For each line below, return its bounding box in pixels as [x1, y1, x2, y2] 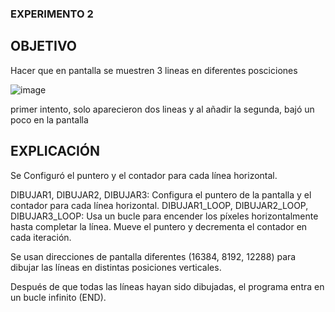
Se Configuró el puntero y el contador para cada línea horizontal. [10, 169, 278, 181]
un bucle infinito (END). [10, 291, 107, 303]
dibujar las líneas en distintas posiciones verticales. [10, 261, 222, 273]
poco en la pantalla [10, 113, 89, 126]
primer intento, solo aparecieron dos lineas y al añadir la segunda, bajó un [10, 103, 315, 115]
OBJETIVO [10, 38, 78, 55]
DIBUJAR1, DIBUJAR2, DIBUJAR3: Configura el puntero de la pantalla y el [10, 188, 312, 201]
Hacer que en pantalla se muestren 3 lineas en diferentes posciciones [10, 64, 298, 76]
